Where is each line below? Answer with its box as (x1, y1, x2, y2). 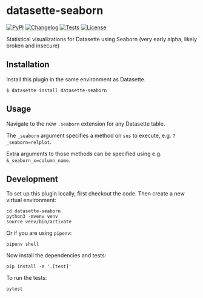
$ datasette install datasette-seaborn (6, 87, 107, 93)
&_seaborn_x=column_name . (6, 156, 71, 164)
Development (6, 174, 59, 184)
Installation (6, 59, 50, 70)
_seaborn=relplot (6, 139, 50, 146)
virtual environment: (6, 197, 56, 204)
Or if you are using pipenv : (6, 229, 72, 237)
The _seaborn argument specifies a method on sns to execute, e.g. (6, 132, 171, 139)
